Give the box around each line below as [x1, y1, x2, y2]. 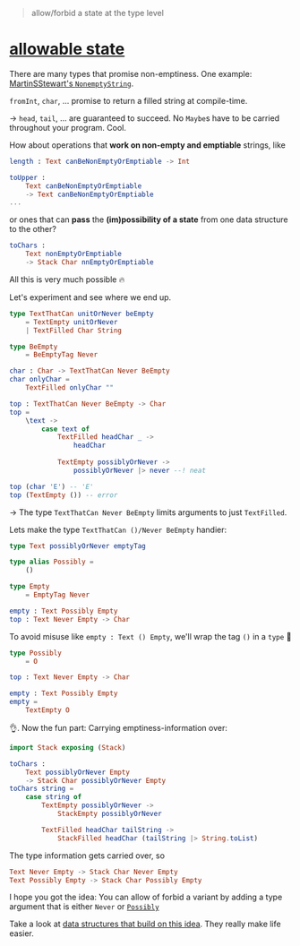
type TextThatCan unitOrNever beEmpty [9, 309, 154, 318]
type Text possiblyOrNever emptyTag [9, 541, 146, 550]
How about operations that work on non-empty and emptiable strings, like [9, 139, 287, 150]
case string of [25, 793, 82, 802]
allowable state [9, 39, 125, 59]
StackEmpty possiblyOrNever [56, 810, 163, 819]
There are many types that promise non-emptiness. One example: [9, 68, 253, 79]
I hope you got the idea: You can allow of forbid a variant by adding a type [9, 891, 283, 903]
